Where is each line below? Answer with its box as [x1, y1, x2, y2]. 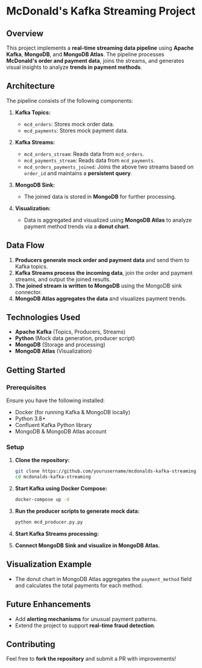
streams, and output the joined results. [14, 275, 112, 283]
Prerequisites [6, 383, 46, 391]
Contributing [6, 639, 55, 649]
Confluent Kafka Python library [14, 422, 92, 429]
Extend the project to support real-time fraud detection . [14, 621, 156, 629]
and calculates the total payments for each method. [14, 582, 144, 589]
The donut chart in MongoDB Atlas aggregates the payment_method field [14, 575, 192, 582]
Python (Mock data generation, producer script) [14, 335, 135, 342]
